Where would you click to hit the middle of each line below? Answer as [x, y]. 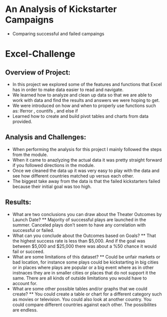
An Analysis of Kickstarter [61, 9]
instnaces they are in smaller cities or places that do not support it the [84, 272]
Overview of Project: [38, 72]
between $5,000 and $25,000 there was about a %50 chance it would [84, 246]
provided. [22, 121]
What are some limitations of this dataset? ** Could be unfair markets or [86, 256]
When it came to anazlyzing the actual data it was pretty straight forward [87, 160]
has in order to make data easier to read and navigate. [68, 89]
